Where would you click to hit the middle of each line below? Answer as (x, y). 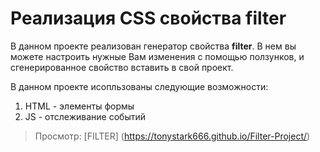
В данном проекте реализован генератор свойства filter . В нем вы (153, 46)
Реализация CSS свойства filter (148, 18)
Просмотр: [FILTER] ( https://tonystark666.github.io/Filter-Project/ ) (172, 136)
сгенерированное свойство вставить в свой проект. (122, 67)
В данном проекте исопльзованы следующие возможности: (139, 86)
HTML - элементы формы (79, 106)
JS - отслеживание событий (85, 116)
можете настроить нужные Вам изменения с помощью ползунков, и (157, 56)
